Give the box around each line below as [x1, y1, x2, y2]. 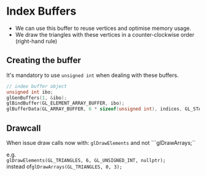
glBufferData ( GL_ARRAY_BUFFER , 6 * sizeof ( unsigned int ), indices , [6, 106, 183, 112]
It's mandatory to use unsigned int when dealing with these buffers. [6, 71, 179, 79]
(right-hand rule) [15, 37, 58, 45]
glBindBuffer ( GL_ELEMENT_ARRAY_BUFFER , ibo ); [6, 100, 124, 106]
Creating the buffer [6, 55, 82, 65]
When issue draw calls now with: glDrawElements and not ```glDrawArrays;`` [6, 139, 196, 146]
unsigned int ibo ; [6, 89, 53, 95]
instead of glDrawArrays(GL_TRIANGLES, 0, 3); [6, 163, 123, 170]
